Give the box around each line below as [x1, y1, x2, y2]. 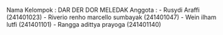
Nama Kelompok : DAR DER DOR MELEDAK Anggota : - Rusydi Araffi [6, 6, 200, 14]
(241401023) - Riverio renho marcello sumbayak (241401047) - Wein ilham [6, 13, 217, 21]
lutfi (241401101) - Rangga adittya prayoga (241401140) [6, 21, 162, 28]
